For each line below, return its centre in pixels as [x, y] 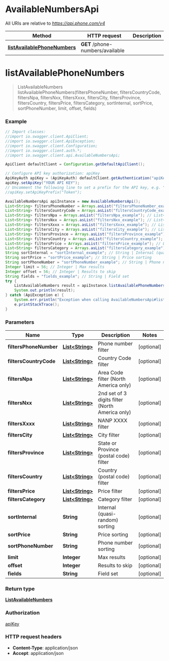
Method [42, 35]
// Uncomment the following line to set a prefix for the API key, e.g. [83, 188]
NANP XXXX [113, 420]
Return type [20, 588]
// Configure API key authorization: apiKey [53, 173]
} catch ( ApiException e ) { [35, 295]
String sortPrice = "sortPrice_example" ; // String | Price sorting [78, 258]
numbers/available [103, 50]
